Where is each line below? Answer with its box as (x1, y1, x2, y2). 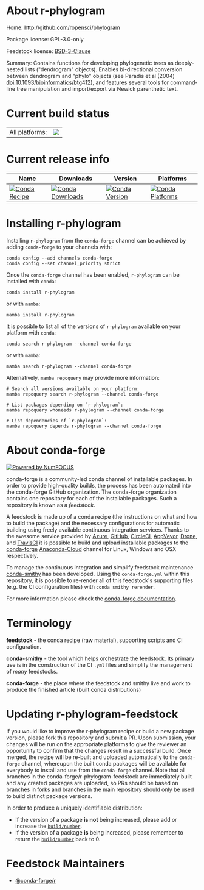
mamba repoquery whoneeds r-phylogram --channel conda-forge (6, 407, 165, 413)
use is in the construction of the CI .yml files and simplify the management (6, 661, 192, 668)
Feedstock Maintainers (6, 856, 125, 870)
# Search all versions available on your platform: (6, 385, 140, 392)
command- (169, 79, 199, 86)
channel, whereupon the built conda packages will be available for (21, 760, 187, 767)
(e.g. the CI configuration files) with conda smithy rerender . (6, 583, 155, 590)
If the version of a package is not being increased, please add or (15, 816, 177, 823)
